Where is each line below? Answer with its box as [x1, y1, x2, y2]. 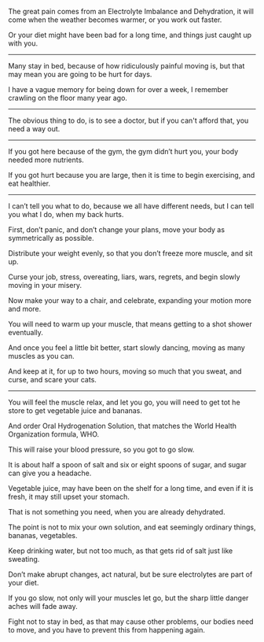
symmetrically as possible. [8, 234, 94, 242]
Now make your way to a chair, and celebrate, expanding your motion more [8, 296, 251, 305]
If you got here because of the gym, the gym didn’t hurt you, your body [8, 147, 239, 156]
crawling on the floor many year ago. [8, 94, 128, 102]
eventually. [8, 328, 43, 337]
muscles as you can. [8, 352, 75, 360]
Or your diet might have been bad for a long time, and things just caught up [8, 31, 252, 39]
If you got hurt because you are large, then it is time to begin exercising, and [8, 171, 255, 179]
